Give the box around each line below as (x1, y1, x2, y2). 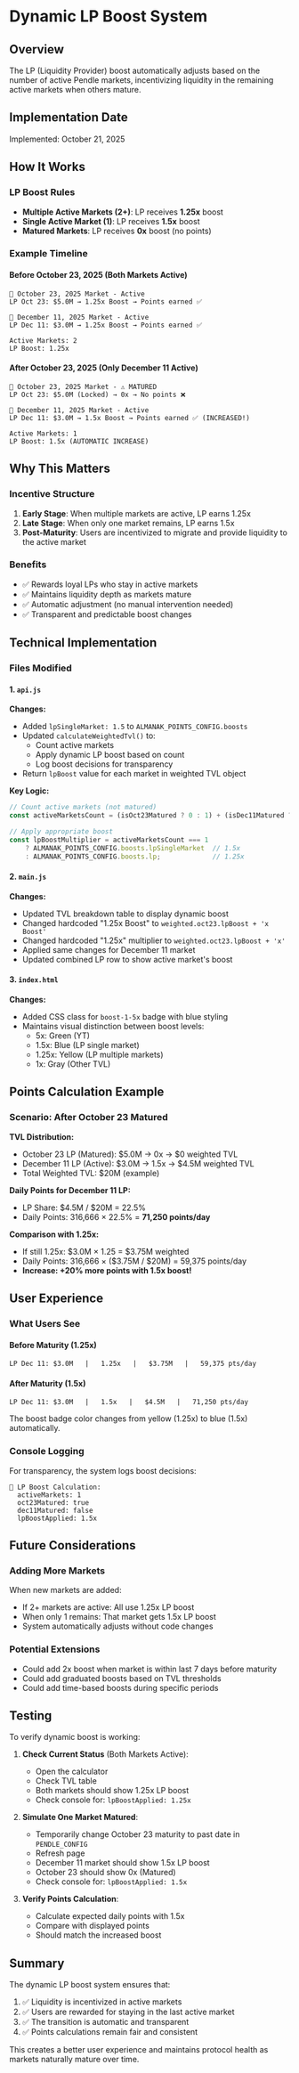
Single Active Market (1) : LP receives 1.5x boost (21, 215, 200, 226)
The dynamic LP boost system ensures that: (9, 1980, 171, 1990)
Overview (9, 42, 65, 57)
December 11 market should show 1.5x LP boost (35, 1858, 211, 1868)
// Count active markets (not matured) (9, 803, 158, 812)
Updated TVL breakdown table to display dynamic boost (21, 908, 230, 919)
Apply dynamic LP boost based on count (35, 750, 185, 760)
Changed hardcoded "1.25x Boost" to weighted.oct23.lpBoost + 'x (21, 917, 270, 928)
